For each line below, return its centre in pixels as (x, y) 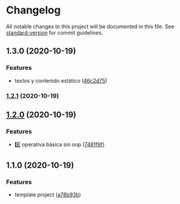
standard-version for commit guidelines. (55, 32)
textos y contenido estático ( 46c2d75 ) (61, 80)
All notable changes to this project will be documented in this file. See (90, 26)
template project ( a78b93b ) (47, 195)
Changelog (33, 10)
